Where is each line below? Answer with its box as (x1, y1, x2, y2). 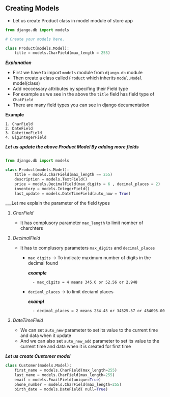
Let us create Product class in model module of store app (12, 17, 133, 23)
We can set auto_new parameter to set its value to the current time (20, 327, 158, 333)
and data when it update (20, 332, 72, 339)
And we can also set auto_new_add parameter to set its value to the (20, 338, 159, 344)
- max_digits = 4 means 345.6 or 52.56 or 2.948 (32, 280, 138, 285)
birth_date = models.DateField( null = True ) (14, 386, 108, 392)
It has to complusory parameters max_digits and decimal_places (20, 245, 155, 251)
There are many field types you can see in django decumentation (12, 102, 150, 108)
